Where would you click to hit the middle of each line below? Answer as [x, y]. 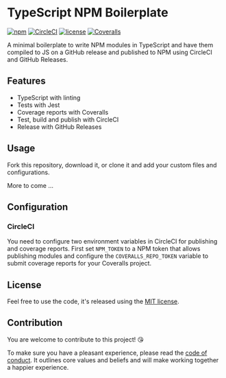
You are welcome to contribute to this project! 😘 [75, 339]
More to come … [30, 185]
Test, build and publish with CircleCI [68, 119]
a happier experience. [38, 367]
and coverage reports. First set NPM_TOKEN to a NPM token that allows [104, 249]
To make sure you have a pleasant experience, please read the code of [107, 353]
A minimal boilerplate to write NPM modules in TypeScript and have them [110, 45]
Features [26, 81]
